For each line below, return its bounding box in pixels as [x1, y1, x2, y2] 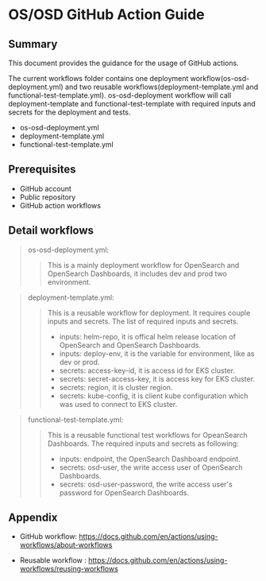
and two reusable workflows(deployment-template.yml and [64, 82, 259, 91]
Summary [8, 37, 58, 51]
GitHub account [19, 184, 71, 193]
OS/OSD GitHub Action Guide [8, 6, 205, 24]
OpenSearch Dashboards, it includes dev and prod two [47, 269, 228, 278]
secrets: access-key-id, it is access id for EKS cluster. [59, 366, 236, 375]
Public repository [19, 192, 76, 202]
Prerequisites [8, 163, 76, 176]
